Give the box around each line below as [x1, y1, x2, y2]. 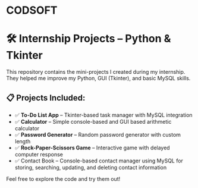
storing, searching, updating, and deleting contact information [14, 164, 167, 171]
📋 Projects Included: [6, 93, 86, 103]
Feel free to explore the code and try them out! [6, 175, 121, 182]
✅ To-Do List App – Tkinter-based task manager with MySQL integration [14, 111, 193, 118]
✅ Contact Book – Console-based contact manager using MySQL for [14, 157, 183, 164]
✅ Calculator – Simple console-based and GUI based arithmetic [14, 118, 172, 125]
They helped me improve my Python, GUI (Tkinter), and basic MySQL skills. [6, 75, 191, 82]
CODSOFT [6, 4, 58, 17]
